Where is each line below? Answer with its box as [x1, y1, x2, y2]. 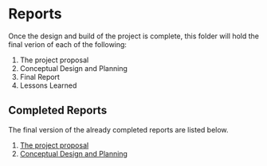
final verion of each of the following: [8, 39, 128, 49]
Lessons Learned [19, 81, 77, 90]
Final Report [19, 72, 60, 81]
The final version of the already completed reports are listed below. [8, 125, 229, 134]
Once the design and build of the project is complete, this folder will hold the [8, 31, 259, 41]
